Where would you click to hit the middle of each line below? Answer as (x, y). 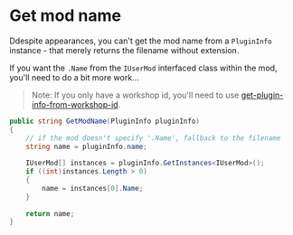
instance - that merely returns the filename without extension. (124, 50)
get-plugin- (262, 95)
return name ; (50, 213)
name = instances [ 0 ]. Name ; (93, 188)
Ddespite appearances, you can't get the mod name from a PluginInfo (141, 41)
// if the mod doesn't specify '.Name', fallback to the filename (153, 138)
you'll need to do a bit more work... (74, 77)
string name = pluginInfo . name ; (86, 146)
